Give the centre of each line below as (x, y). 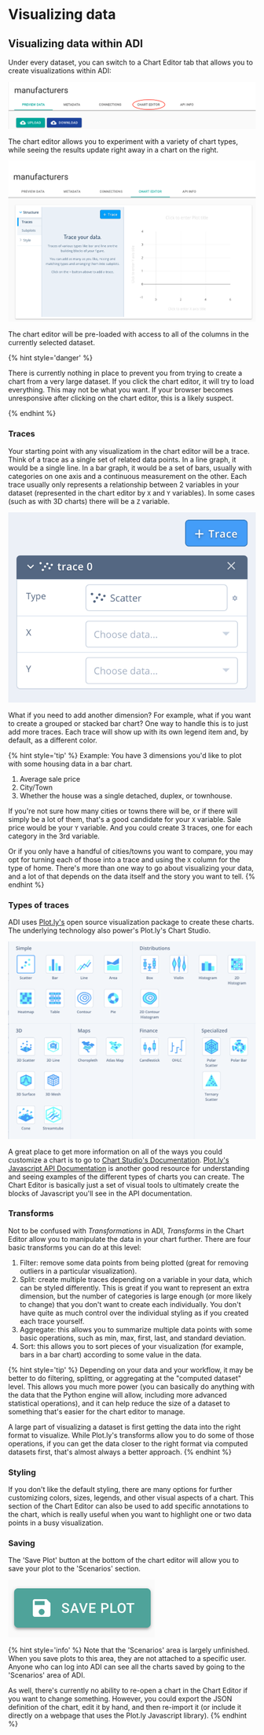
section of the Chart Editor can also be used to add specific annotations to (128, 1506)
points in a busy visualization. (56, 1523)
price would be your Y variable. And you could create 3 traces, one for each (130, 828)
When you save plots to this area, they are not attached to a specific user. (127, 1659)
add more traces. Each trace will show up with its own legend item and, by (128, 732)
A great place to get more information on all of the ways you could (115, 1151)
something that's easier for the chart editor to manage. (97, 1411)
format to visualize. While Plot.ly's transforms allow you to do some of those (131, 1435)
